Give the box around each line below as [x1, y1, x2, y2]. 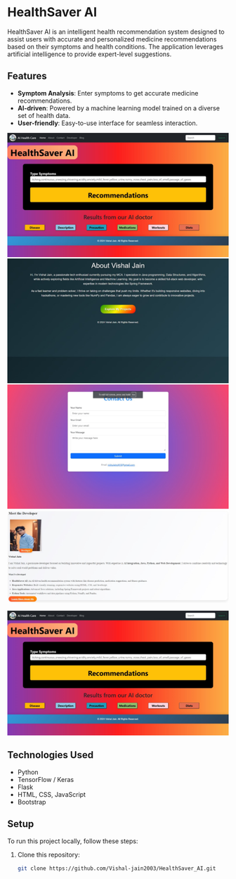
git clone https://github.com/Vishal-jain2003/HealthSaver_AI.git [17, 865, 216, 872]
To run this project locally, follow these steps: [7, 837, 138, 845]
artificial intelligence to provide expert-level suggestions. [7, 50, 172, 58]
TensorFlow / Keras [17, 775, 74, 783]
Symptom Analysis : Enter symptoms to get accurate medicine [17, 89, 199, 97]
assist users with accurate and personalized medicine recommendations [7, 34, 217, 43]
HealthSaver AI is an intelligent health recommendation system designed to [7, 27, 225, 36]
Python [17, 767, 39, 776]
